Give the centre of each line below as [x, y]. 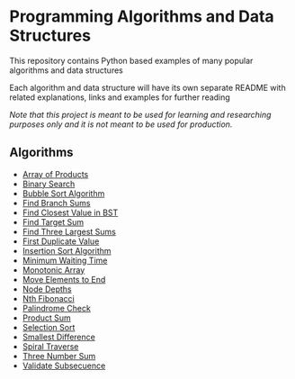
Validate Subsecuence [64, 365]
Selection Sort [49, 327]
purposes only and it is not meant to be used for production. [121, 124]
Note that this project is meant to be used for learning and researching [140, 114]
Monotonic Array [54, 270]
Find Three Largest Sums [69, 231]
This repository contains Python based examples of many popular [131, 60]
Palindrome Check [57, 308]
